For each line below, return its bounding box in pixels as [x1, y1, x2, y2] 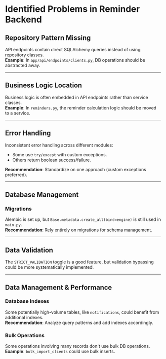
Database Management [5, 191, 79, 199]
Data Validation [5, 246, 53, 254]
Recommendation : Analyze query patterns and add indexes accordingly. [5, 320, 154, 325]
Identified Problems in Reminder [5, 3, 140, 15]
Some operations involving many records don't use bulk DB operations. [5, 343, 150, 349]
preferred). [5, 172, 28, 178]
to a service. [5, 110, 31, 116]
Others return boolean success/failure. [12, 157, 91, 163]
